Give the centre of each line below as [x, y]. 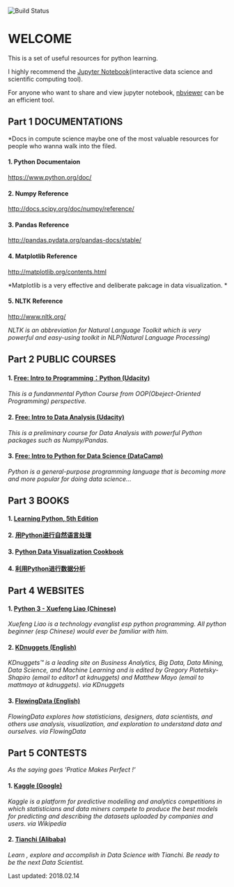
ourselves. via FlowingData [47, 731]
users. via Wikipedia [37, 823]
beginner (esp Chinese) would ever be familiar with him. [88, 631]
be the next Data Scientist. [46, 862]
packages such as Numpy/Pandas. [58, 440]
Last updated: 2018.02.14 [44, 876]
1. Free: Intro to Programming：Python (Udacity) [79, 378]
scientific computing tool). [45, 79]
